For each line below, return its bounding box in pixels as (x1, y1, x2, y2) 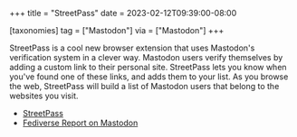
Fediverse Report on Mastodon (22, 117, 139, 128)
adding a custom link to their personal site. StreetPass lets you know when (9, 62, 287, 72)
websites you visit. (9, 90, 79, 101)
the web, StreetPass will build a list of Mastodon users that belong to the (9, 81, 280, 91)
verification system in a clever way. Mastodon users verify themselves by (9, 52, 283, 62)
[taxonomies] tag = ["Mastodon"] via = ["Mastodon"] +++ (9, 25, 225, 35)
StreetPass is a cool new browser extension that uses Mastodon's (9, 42, 255, 53)
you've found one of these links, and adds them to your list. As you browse (9, 71, 289, 82)
